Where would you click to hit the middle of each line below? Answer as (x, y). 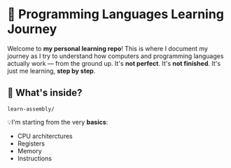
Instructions (35, 158)
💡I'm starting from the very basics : (58, 122)
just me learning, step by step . (51, 71)
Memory (29, 150)
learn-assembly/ (31, 109)
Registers (31, 143)
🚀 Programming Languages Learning (115, 14)
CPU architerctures (45, 136)
